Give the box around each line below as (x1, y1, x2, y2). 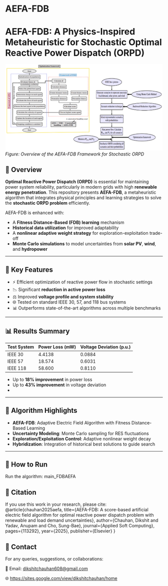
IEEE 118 (7, 365, 26, 371)
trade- (149, 230, 162, 236)
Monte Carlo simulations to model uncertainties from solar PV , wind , (12, 241, 156, 247)
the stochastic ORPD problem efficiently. (5, 200, 90, 206)
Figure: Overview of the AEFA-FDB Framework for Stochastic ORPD (5, 151, 144, 157)
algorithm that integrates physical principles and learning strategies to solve (5, 195, 161, 201)
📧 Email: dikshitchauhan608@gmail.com (5, 565, 88, 571)
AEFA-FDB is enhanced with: (5, 210, 64, 216)
